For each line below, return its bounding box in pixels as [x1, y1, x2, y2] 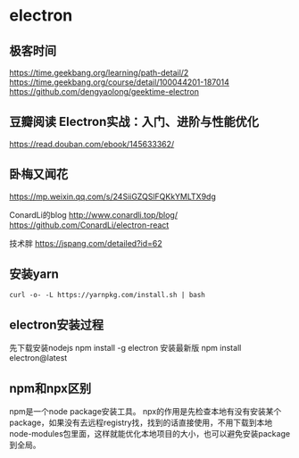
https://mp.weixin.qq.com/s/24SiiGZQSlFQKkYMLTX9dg [9, 191, 216, 202]
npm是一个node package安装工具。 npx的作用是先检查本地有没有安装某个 [9, 406, 282, 417]
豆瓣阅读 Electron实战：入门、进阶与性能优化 [9, 114, 259, 129]
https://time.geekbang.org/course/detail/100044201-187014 [9, 77, 230, 87]
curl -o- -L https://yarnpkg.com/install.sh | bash [9, 291, 205, 300]
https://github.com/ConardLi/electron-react [9, 220, 170, 230]
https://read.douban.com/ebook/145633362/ [9, 138, 175, 149]
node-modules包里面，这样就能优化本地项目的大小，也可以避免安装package [9, 429, 291, 439]
